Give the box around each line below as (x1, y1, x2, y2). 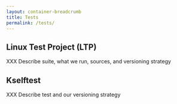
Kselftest (6, 75, 41, 85)
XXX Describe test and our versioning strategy (6, 91, 121, 98)
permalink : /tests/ (6, 20, 55, 26)
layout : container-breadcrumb (6, 8, 82, 15)
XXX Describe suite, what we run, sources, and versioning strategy (6, 58, 172, 65)
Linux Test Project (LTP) (6, 42, 97, 52)
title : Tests (6, 14, 39, 20)
